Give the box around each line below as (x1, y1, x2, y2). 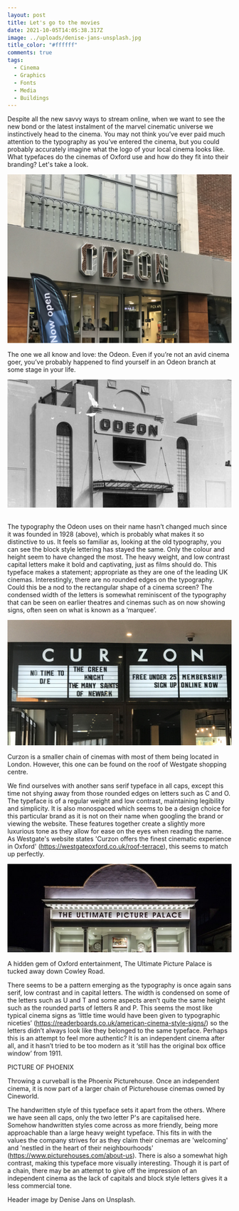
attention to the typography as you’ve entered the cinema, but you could (7, 138, 220, 146)
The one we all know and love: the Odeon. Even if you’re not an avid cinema (7, 350, 230, 359)
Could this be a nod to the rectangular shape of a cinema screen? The (7, 583, 213, 592)
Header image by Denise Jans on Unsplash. (7, 1195, 136, 1204)
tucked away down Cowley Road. (7, 967, 105, 976)
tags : (7, 57, 23, 64)
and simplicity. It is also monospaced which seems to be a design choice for (7, 804, 231, 813)
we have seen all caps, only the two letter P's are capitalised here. (7, 1113, 201, 1122)
